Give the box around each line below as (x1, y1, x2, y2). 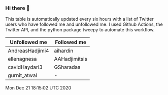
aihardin (54, 47, 74, 55)
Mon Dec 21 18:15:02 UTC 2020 (5, 85, 72, 91)
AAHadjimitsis (54, 56, 88, 63)
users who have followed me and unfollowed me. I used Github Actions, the (5, 21, 163, 27)
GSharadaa (54, 64, 81, 71)
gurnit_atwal (8, 72, 37, 79)
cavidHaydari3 (8, 64, 43, 71)
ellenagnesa (8, 56, 37, 63)
